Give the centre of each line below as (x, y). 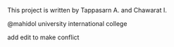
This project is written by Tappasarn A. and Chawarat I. (87, 10)
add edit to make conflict (43, 37)
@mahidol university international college (67, 23)
